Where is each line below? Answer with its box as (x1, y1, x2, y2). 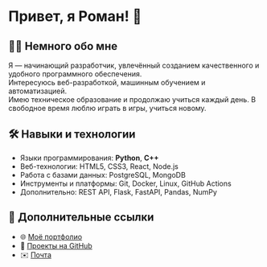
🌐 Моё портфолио (19, 232, 83, 241)
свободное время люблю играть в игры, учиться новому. (8, 104, 207, 113)
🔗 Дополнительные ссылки (8, 211, 154, 224)
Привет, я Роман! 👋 (8, 7, 142, 26)
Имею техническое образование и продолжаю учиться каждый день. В (8, 95, 256, 104)
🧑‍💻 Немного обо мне (8, 39, 118, 53)
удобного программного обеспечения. (8, 69, 142, 79)
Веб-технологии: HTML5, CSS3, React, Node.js (19, 161, 179, 171)
